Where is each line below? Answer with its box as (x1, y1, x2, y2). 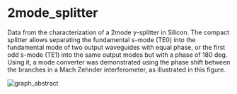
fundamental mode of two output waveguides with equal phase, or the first (7, 43, 226, 51)
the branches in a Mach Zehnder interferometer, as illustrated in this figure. (7, 65, 226, 74)
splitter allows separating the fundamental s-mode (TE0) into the (7, 35, 196, 43)
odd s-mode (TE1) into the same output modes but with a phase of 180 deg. (7, 51, 228, 59)
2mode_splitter (7, 5, 98, 21)
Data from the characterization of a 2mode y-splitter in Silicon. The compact (7, 28, 230, 36)
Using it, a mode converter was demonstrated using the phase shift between (7, 58, 231, 66)
